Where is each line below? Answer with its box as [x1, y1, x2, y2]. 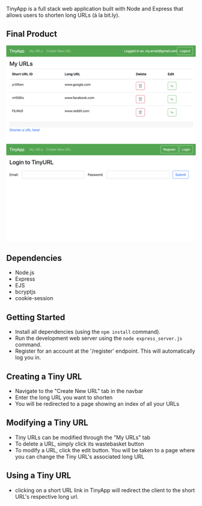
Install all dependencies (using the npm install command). [14, 328, 161, 336]
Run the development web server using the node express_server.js [14, 335, 183, 342]
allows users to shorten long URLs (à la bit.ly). [6, 11, 120, 19]
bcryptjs [14, 288, 36, 295]
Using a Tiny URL [6, 470, 72, 481]
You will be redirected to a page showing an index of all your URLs [14, 400, 179, 408]
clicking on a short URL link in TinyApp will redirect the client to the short [14, 486, 195, 494]
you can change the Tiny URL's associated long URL [14, 453, 145, 460]
